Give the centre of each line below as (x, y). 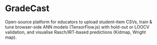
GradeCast (27, 8)
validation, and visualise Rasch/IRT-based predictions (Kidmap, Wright (76, 32)
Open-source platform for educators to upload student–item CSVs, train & (78, 22)
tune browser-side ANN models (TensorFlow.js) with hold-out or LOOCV (77, 27)
